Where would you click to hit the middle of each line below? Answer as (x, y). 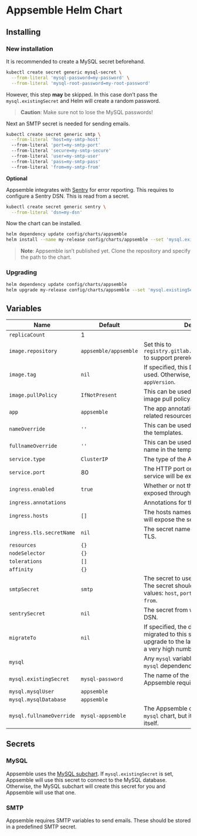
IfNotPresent (99, 395)
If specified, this (166, 367)
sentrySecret (27, 613)
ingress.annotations (38, 502)
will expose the (164, 519)
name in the (160, 449)
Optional (17, 178)
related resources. (169, 415)
